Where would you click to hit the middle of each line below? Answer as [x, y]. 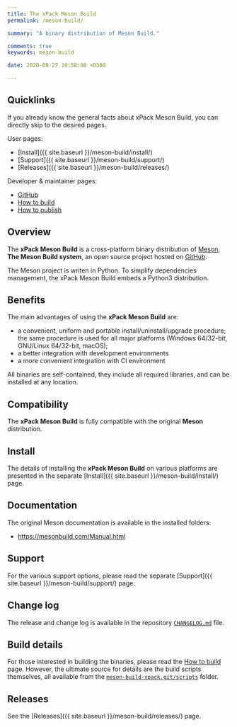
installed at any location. [43, 382]
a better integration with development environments [93, 353]
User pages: [25, 138]
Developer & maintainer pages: [52, 181]
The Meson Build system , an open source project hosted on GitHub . [107, 256]
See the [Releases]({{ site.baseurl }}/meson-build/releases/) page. [104, 716]
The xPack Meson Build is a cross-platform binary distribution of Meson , [114, 249]
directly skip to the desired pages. [57, 125]
